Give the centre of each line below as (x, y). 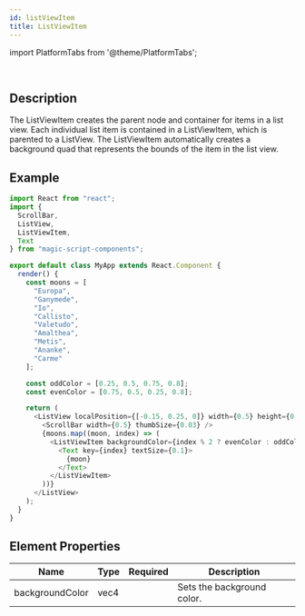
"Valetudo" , (56, 325)
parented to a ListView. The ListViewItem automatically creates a (130, 139)
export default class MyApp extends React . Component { (115, 266)
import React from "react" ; (63, 199)
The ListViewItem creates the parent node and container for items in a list (147, 120)
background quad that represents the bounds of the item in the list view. (144, 149)
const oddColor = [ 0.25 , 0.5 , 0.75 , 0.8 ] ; (107, 383)
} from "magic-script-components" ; (77, 249)
